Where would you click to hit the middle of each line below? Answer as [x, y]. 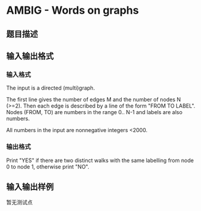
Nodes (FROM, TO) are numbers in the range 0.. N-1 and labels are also [94, 112]
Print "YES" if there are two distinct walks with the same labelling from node [100, 160]
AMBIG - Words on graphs [73, 10]
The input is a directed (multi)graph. [51, 88]
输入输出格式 [30, 56]
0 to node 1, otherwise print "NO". [48, 166]
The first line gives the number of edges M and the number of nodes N [94, 100]
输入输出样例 [30, 187]
